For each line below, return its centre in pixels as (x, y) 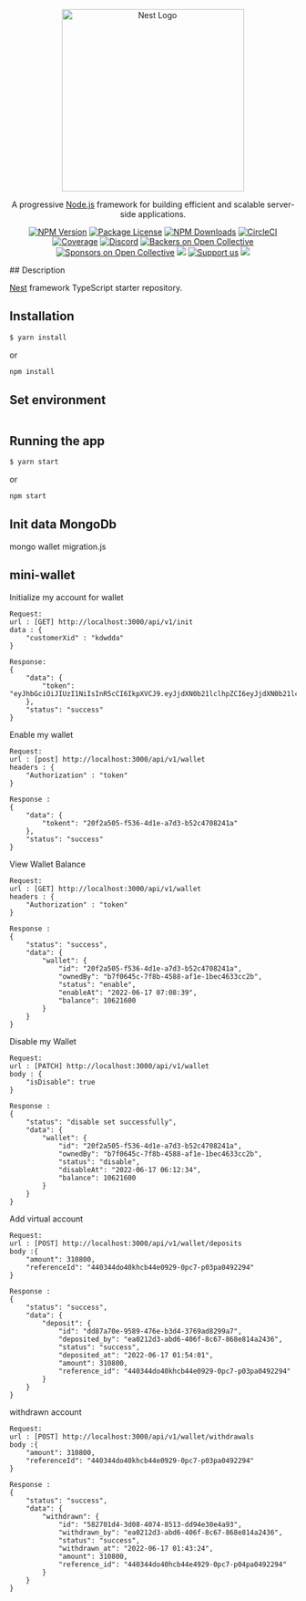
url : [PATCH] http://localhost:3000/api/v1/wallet (109, 1066)
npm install (32, 371)
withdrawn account (46, 1412)
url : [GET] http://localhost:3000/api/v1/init (102, 622)
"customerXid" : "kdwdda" (75, 638)
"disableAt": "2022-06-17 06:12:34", (130, 1170)
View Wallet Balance (48, 864)
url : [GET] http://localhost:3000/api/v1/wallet (106, 889)
